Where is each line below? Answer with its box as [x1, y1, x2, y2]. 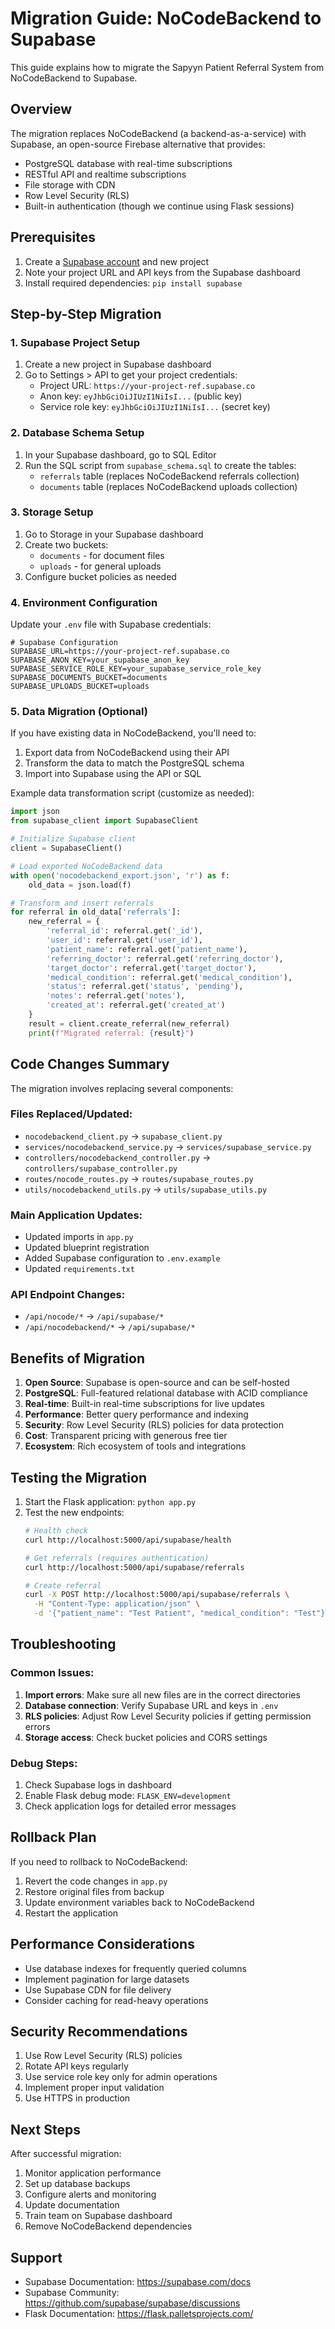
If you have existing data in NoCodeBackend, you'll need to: [10, 727, 257, 739]
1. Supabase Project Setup [10, 335, 141, 349]
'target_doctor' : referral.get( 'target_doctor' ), [46, 963, 257, 973]
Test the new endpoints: [24, 1507, 125, 1519]
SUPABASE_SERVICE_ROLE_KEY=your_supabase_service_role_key [10, 664, 262, 674]
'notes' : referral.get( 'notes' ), [46, 991, 186, 1001]
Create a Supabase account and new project [24, 255, 210, 267]
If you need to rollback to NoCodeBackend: [10, 1855, 188, 1867]
